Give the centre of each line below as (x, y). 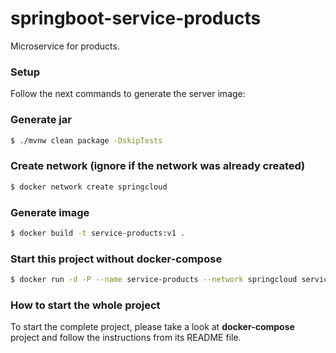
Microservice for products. (65, 46)
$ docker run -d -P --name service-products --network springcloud (154, 280)
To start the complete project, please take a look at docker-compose (152, 327)
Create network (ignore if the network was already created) (158, 166)
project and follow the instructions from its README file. (126, 338)
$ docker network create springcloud (89, 187)
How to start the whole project (85, 305)
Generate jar (41, 120)
